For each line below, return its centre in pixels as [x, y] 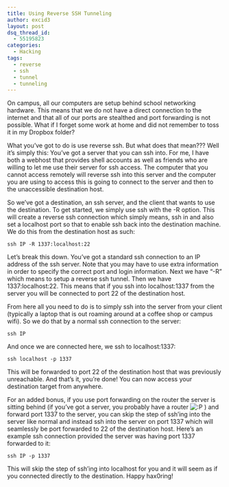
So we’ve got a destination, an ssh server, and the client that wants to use [111, 202]
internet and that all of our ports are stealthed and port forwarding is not [109, 118]
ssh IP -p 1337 [29, 456]
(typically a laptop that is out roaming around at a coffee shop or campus [110, 314]
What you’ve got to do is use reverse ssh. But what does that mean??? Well [113, 145]
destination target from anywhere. [55, 387]
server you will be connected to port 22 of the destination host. [96, 294]
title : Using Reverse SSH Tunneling [59, 13]
